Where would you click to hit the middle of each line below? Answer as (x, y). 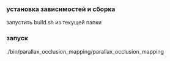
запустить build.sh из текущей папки (54, 23)
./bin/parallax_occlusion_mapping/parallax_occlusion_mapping (85, 51)
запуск (17, 38)
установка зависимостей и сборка (61, 9)
